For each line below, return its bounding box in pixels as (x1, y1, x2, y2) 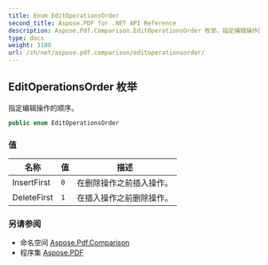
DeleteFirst (12, 192, 53, 203)
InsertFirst (12, 176, 51, 188)
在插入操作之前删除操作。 (77, 192, 173, 204)
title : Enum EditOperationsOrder (8, 11, 120, 20)
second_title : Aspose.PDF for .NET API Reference (8, 19, 177, 27)
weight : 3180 (8, 42, 52, 49)
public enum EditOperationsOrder (8, 119, 120, 127)
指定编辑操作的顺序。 (8, 103, 78, 113)
